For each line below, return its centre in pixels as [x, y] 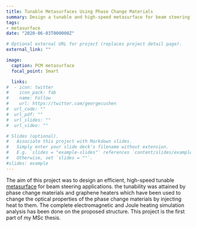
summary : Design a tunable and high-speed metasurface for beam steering [98, 17]
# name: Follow [28, 98]
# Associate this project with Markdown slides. [69, 142]
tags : [13, 22]
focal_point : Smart [35, 71]
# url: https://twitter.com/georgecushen [61, 104]
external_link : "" [28, 50]
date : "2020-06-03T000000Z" [40, 34]
